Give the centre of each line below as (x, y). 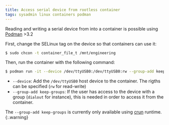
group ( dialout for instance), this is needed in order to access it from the (88, 97)
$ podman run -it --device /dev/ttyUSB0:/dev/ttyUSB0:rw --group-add (80, 71)
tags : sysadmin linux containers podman (48, 14)
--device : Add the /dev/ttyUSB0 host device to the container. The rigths (87, 81)
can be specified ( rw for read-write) (49, 86)
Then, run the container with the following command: (60, 62)
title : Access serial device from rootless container (63, 10)
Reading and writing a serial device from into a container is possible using (82, 28)
